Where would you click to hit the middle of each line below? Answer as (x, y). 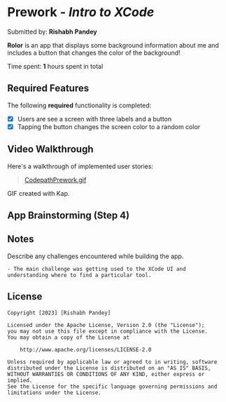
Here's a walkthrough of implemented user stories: (80, 166)
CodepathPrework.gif (55, 180)
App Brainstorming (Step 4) (69, 216)
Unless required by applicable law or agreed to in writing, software (112, 362)
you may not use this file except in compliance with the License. (108, 331)
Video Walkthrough (50, 149)
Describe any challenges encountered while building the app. (96, 256)
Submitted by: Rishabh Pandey (52, 32)
